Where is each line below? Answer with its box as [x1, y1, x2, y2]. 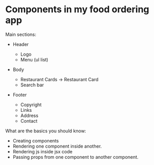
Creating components [12, 137, 59, 144]
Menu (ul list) [20, 56, 49, 62]
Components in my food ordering [5, 4, 149, 15]
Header [12, 41, 29, 47]
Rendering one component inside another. [12, 143, 102, 149]
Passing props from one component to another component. [12, 154, 139, 160]
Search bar [20, 82, 44, 88]
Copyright [20, 101, 42, 108]
